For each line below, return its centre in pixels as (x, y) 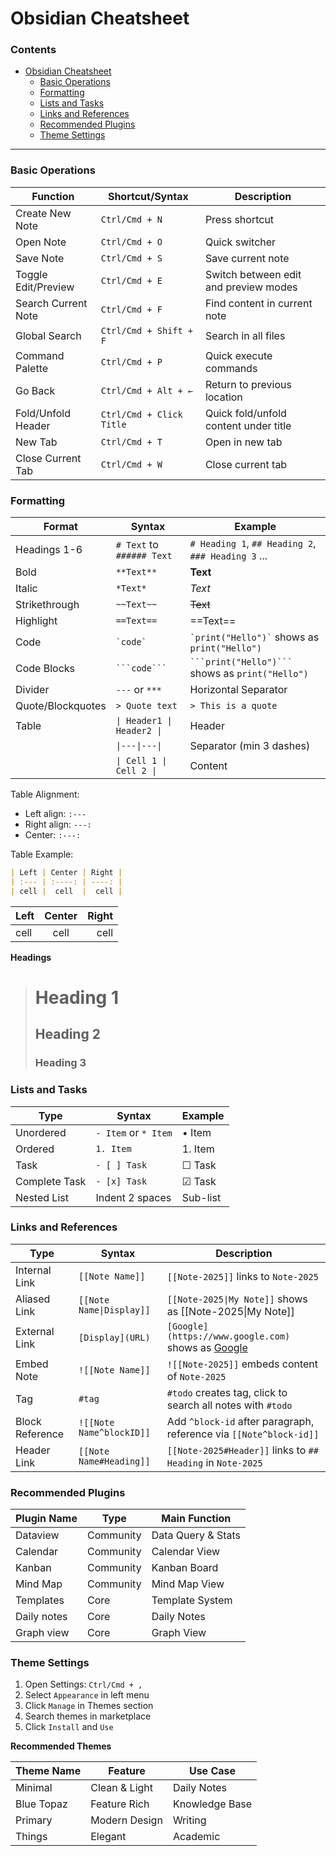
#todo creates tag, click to (227, 1392)
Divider (32, 690)
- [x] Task (121, 1181)
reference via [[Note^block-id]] (243, 1434)
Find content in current (258, 303)
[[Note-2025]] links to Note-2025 (242, 1276)
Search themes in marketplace (88, 1716)
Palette (32, 368)
